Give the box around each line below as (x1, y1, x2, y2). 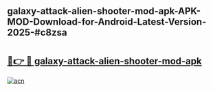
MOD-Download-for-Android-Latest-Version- (7, 16, 207, 28)
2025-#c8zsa (7, 27, 67, 38)
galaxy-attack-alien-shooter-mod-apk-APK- (7, 5, 201, 17)
